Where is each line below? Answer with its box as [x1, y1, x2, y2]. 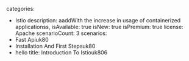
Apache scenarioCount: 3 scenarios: [15, 30, 107, 37]
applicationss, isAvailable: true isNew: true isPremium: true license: [15, 24, 184, 30]
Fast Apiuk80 [15, 36, 49, 43]
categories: [6, 5, 35, 12]
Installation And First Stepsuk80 [15, 42, 96, 50]
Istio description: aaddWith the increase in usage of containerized [15, 17, 181, 24]
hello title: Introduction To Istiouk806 [15, 49, 108, 56]
